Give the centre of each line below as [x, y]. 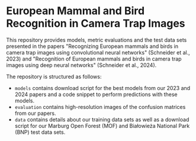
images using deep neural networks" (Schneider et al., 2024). [81, 65]
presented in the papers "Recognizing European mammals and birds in [92, 46]
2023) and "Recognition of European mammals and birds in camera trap [94, 59]
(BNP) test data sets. [40, 132]
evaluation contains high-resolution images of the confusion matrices [100, 107]
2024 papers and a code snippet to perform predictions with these [96, 94]
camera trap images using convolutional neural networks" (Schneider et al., [98, 52]
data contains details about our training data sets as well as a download [102, 119]
